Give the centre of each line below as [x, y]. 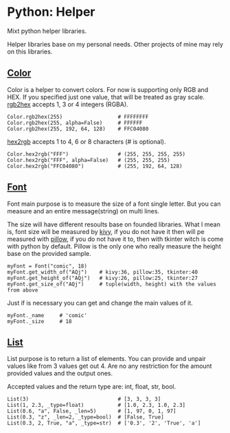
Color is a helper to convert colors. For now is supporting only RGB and [108, 89]
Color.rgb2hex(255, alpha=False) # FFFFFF [75, 123]
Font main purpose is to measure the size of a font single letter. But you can [114, 204]
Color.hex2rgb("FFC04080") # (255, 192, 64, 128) [95, 166]
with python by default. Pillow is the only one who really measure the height [114, 246]
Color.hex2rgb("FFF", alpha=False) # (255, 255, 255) [89, 160]
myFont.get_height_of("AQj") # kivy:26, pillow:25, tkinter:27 [102, 278]
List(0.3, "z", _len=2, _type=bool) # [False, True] [86, 417]
